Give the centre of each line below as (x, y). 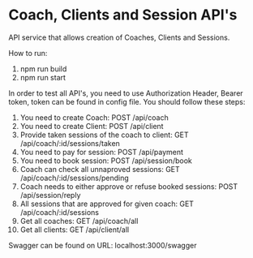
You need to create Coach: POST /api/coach (94, 117)
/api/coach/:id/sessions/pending (75, 178)
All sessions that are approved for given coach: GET (107, 204)
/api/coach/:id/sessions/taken (70, 143)
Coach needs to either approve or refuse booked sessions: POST (129, 186)
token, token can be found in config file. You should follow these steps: (127, 101)
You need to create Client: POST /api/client (92, 126)
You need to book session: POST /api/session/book (106, 161)
